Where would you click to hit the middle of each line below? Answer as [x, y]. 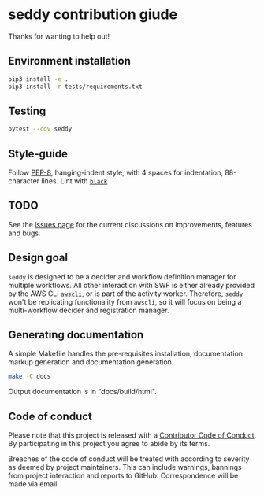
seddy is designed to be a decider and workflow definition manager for [122, 276]
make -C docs [30, 377]
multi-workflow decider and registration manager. [89, 310]
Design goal [38, 258]
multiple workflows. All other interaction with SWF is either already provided [131, 285]
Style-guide [38, 154]
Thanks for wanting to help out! [59, 36]
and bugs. [24, 233]
